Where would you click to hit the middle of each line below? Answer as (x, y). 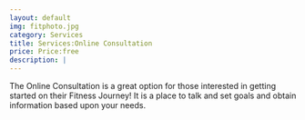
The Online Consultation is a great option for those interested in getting (142, 86)
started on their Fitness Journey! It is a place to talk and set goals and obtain (153, 95)
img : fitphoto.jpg (44, 26)
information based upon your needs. (78, 105)
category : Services (46, 35)
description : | (38, 60)
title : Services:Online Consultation (81, 43)
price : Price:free (44, 52)
